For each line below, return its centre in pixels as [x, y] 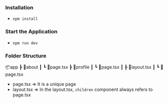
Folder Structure [26, 56]
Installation [19, 8]
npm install [25, 19]
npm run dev [25, 43]
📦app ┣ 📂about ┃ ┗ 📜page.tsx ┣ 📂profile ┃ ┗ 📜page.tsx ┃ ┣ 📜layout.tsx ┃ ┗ [82, 67]
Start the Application [31, 32]
